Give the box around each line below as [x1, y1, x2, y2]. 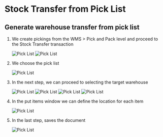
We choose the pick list [11, 60, 60, 66]
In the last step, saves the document [11, 117, 86, 123]
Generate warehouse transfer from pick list [4, 23, 140, 31]
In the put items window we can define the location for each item [11, 98, 144, 104]
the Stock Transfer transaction [11, 41, 74, 47]
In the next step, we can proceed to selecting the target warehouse [11, 80, 148, 85]
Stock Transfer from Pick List [4, 3, 126, 15]
